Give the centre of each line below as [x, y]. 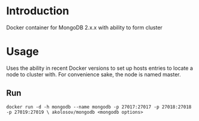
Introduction [38, 11]
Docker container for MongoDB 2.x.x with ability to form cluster [85, 27]
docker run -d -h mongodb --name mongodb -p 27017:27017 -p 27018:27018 [99, 107]
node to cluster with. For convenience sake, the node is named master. [94, 74]
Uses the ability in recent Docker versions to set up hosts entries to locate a [100, 68]
